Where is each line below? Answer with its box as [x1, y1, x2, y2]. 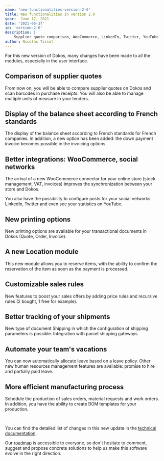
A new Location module [5, 247, 79, 256]
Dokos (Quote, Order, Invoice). [5, 234, 67, 239]
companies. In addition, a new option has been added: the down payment [5, 136, 153, 141]
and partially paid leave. [5, 369, 53, 375]
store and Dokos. [5, 186, 40, 192]
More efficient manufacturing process [5, 382, 124, 391]
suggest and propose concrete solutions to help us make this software [5, 445, 147, 451]
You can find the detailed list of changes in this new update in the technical [5, 425, 157, 431]
